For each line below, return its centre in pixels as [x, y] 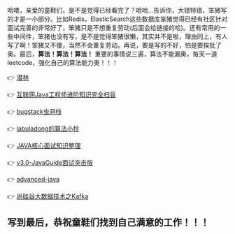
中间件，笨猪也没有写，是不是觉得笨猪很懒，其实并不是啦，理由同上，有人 [120, 36]
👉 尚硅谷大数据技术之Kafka [48, 196]
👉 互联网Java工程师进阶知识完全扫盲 [62, 94]
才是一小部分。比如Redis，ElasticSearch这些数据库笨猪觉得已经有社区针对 [120, 19]
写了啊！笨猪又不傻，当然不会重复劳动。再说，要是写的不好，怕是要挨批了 [114, 45]
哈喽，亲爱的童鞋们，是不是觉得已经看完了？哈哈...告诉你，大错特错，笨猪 [114, 10]
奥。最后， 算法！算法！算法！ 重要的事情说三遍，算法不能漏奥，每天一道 [112, 54]
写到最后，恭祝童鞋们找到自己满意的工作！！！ [108, 222]
